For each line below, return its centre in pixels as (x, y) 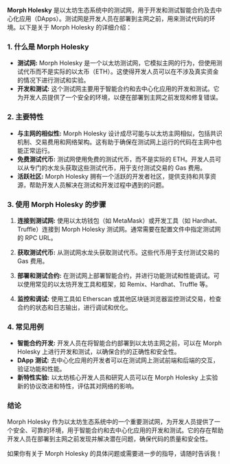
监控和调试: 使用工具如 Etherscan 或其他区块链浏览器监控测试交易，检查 (119, 298)
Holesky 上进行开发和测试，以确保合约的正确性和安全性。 (99, 352)
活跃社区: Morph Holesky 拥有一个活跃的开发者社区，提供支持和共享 (114, 176)
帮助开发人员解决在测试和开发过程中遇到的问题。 (99, 185)
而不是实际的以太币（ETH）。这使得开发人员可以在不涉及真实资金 (127, 71)
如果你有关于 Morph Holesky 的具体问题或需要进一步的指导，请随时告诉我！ (115, 454)
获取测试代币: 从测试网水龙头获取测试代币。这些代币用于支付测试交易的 (118, 252)
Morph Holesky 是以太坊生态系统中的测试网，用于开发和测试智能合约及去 (112, 10)
